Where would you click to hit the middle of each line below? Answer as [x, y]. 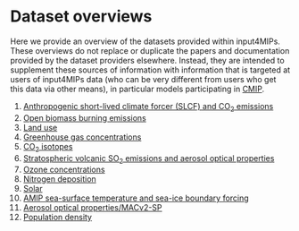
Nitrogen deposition [59, 179]
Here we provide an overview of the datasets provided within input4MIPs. [145, 41]
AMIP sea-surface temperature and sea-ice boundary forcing [136, 198]
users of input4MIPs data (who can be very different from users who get [143, 79]
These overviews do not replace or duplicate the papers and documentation [150, 50]
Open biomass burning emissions [84, 117]
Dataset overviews [81, 17]
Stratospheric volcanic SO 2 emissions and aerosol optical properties [149, 159]
